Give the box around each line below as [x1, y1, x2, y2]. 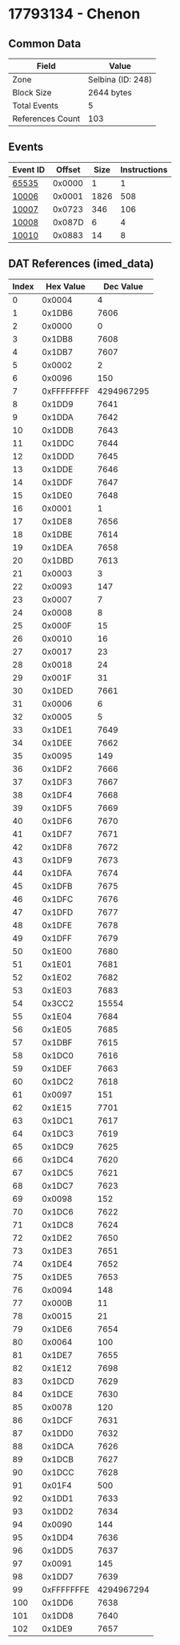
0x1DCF [42, 1414, 74, 1425]
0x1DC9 [42, 1141, 74, 1152]
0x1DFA [42, 867, 73, 879]
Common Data [8, 37, 82, 51]
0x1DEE [42, 737, 73, 748]
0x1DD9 [42, 398, 74, 410]
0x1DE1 [42, 724, 74, 735]
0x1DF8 [42, 841, 73, 852]
